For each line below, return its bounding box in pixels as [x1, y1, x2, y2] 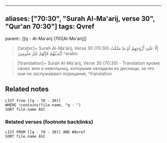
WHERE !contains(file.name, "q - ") [5, 102, 81, 107]
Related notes [5, 85, 49, 93]
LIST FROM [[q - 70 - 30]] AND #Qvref [5, 130, 85, 135]
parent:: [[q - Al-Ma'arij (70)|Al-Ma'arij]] [5, 35, 87, 41]
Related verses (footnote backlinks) [5, 118, 93, 125]
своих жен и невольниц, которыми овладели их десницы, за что [17, 65, 155, 71]
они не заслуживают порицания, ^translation [17, 71, 112, 76]
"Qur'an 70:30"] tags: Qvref [5, 22, 94, 31]
